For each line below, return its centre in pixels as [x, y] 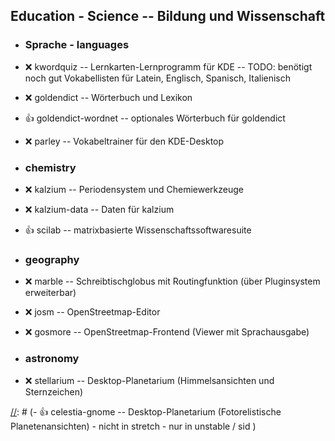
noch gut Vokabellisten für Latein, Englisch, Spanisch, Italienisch [158, 78]
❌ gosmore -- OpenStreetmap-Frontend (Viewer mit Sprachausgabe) [167, 332]
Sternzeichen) [54, 391]
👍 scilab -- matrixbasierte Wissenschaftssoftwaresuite [138, 230]
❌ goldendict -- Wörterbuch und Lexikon [108, 97]
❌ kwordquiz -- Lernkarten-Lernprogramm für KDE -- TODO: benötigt [168, 66]
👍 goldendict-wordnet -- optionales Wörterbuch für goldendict [155, 118]
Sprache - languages [77, 45]
